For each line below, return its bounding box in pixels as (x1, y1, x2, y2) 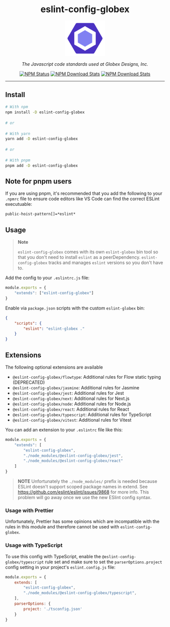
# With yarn (5, 131, 30, 136)
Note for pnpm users (5, 177, 72, 186)
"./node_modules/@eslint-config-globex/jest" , (23, 453, 123, 458)
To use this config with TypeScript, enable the (5, 553, 101, 559)
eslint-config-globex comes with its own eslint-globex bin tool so (17, 249, 158, 255)
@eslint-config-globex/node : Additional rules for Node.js (12, 400, 132, 407)
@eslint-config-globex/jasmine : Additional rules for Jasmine (12, 384, 140, 390)
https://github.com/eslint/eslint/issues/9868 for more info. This (17, 489, 149, 495)
